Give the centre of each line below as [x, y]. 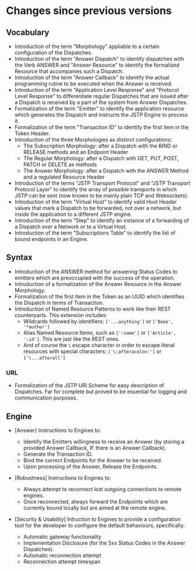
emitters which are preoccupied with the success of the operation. [95, 278]
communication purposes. [46, 398]
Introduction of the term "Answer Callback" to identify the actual [92, 78]
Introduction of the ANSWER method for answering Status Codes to [96, 271]
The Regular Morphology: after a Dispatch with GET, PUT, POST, [101, 158]
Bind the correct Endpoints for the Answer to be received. [93, 460]
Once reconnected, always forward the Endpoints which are [96, 501]
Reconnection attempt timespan [62, 561]
